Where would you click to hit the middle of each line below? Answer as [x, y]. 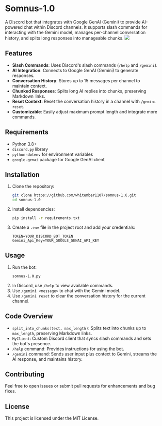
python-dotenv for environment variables [52, 154]
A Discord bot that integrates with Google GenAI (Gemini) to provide [73, 22]
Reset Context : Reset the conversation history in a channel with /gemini [84, 101]
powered [14, 27]
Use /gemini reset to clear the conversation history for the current [79, 296]
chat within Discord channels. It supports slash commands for [85, 27]
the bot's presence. [32, 343]
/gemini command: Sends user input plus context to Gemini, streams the [84, 354]
